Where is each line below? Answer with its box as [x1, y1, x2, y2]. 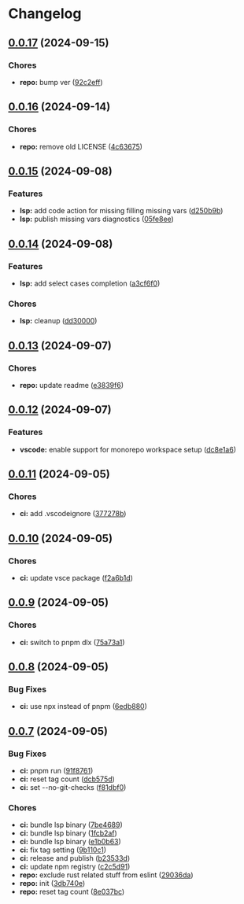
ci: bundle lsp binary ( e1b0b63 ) [19, 837, 122, 847]
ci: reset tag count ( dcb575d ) [19, 774, 116, 784]
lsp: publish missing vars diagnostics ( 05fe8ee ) [19, 214, 175, 224]
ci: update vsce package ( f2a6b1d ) [19, 573, 134, 582]
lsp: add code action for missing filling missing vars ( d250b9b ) [19, 206, 224, 216]
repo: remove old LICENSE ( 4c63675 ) [19, 142, 143, 151]
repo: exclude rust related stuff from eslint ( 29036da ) [19, 870, 194, 880]
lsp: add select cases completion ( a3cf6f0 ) [19, 279, 161, 288]
